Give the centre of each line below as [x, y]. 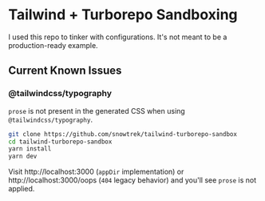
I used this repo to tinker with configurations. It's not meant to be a [118, 37]
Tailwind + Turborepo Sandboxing [123, 15]
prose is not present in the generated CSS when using [97, 111]
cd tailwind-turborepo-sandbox [60, 142]
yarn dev [23, 157]
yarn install [30, 149]
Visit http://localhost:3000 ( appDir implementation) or [96, 172]
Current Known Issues [65, 71]
